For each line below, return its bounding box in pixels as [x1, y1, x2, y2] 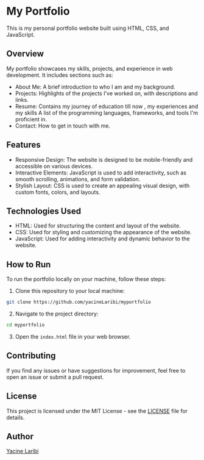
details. [6, 414, 25, 421]
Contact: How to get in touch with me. [15, 122, 111, 129]
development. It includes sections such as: [6, 71, 114, 79]
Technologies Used [6, 206, 81, 216]
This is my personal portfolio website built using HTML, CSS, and [6, 24, 169, 32]
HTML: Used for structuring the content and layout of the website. [15, 222, 181, 229]
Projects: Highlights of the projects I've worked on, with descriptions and [15, 90, 198, 97]
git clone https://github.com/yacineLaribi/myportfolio [6, 299, 151, 306]
